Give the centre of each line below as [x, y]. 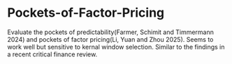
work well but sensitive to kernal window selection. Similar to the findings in [116, 47]
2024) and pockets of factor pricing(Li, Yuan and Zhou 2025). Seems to [110, 39]
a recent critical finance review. [52, 54]
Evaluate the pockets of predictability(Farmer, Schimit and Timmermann [111, 32]
